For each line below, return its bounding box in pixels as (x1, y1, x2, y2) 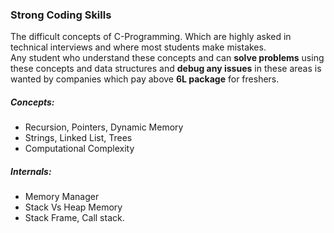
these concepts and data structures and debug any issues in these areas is (10, 63, 322, 75)
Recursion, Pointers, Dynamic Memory (24, 121, 184, 133)
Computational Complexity (24, 143, 135, 155)
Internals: (10, 165, 52, 177)
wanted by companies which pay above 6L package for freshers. (10, 73, 280, 85)
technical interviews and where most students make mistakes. (10, 41, 267, 53)
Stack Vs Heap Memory (24, 201, 123, 213)
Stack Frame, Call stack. (24, 212, 125, 224)
